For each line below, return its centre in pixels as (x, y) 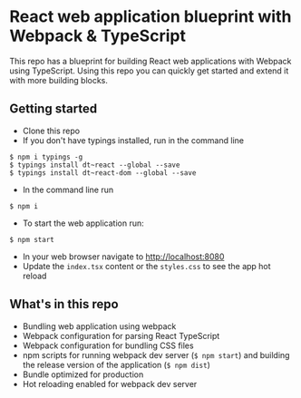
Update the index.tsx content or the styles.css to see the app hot (146, 266)
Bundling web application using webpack (99, 326)
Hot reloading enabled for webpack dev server (110, 383)
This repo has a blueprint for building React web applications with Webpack (150, 61)
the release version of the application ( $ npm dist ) (117, 364)
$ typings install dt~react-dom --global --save (103, 173)
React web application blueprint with (150, 17)
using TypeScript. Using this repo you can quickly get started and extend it (149, 71)
